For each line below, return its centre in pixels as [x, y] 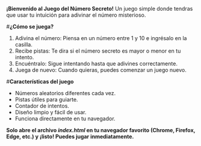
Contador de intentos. [42, 106]
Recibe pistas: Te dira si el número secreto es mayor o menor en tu [98, 51]
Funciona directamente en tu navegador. [65, 118]
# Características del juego [40, 81]
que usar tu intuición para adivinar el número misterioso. [76, 15]
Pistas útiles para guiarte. [46, 99]
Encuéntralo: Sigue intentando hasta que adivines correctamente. [96, 63]
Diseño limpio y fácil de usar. [51, 112]
